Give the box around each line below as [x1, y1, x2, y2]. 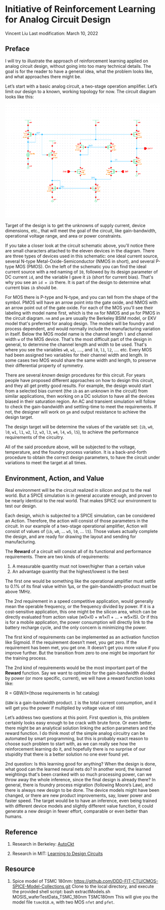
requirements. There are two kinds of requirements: [5, 554, 110, 560]
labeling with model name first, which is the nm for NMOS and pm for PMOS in [5, 310, 160, 316]
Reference [5, 828, 38, 836]
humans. [5, 814, 23, 819]
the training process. [5, 655, 47, 661]
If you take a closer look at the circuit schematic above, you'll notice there [5, 242, 155, 248]
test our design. [5, 503, 37, 509]
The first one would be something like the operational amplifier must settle [5, 578, 156, 584]
